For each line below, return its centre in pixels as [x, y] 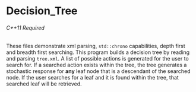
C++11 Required [25, 27]
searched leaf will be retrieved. [44, 84]
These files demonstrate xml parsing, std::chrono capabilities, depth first [96, 46]
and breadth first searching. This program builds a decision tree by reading [98, 52]
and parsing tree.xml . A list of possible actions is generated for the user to [97, 59]
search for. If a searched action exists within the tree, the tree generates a [97, 65]
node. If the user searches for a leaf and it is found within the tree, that [93, 78]
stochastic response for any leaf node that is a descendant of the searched [98, 71]
